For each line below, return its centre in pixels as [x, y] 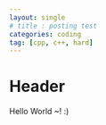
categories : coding [45, 34]
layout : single [37, 17]
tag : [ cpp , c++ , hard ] [51, 42]
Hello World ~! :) [39, 112]
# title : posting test [53, 26]
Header [37, 87]
